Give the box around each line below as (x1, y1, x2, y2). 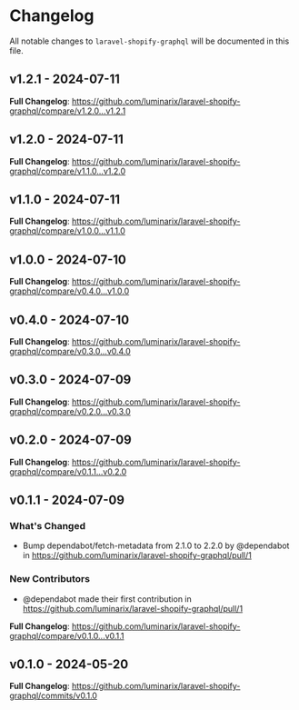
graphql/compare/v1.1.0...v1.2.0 (9, 165, 126, 176)
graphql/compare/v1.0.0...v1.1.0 (9, 225, 125, 236)
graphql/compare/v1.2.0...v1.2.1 (9, 105, 126, 116)
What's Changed (9, 519, 86, 532)
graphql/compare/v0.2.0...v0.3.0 (9, 405, 132, 416)
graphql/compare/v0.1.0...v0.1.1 (9, 630, 125, 641)
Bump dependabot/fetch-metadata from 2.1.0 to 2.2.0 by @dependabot (22, 540, 290, 551)
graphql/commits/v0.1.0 (9, 690, 98, 701)
